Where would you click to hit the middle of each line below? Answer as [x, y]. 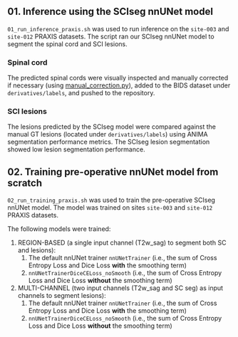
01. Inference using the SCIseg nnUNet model [110, 12]
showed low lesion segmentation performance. [76, 149]
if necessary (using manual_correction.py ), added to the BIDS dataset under [119, 85]
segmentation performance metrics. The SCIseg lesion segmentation [109, 142]
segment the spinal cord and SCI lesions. [68, 44]
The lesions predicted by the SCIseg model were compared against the [112, 127]
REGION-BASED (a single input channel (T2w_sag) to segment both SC [122, 243]
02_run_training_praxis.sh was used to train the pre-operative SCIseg [112, 200]
